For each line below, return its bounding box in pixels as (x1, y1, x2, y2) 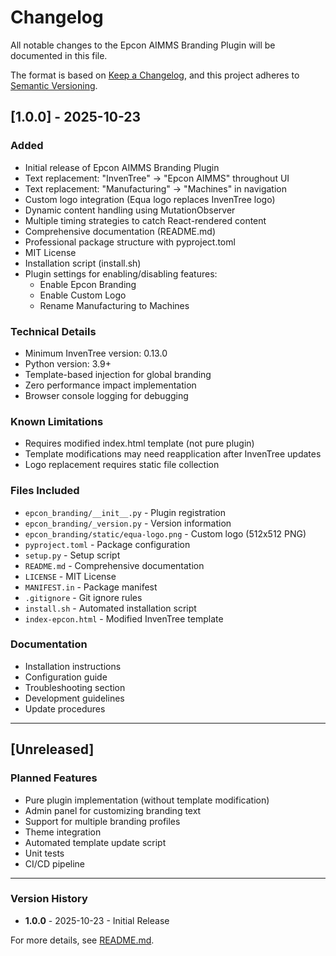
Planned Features (10, 771, 98, 785)
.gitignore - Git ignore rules (24, 591, 143, 603)
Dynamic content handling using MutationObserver (24, 204, 236, 216)
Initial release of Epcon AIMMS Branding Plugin (24, 161, 220, 173)
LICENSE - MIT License (24, 570, 117, 582)
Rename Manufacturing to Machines (39, 299, 190, 311)
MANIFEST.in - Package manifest (24, 581, 158, 593)
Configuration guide (24, 671, 108, 683)
